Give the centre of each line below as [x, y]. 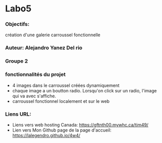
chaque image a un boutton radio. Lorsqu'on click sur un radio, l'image [84, 90]
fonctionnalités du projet [35, 74]
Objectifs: [17, 24]
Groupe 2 [17, 61]
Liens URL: [18, 114]
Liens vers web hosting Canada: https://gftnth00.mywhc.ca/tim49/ [80, 125]
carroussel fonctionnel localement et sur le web [61, 101]
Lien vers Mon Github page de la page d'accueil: [62, 130]
